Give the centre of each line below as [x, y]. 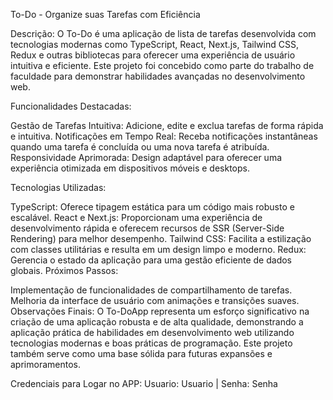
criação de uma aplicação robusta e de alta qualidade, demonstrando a [157, 322]
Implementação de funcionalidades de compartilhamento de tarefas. [151, 290]
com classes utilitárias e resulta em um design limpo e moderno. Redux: [158, 249]
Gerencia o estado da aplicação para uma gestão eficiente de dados [151, 260]
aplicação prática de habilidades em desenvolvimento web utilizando [152, 332]
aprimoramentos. [45, 364]
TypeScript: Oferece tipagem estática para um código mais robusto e [152, 207]
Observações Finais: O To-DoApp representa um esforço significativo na [160, 311]
